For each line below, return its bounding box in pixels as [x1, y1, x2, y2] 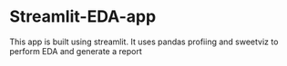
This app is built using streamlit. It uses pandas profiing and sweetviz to [9, 36, 279, 47]
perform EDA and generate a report [9, 45, 143, 56]
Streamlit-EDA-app [9, 6, 157, 27]
